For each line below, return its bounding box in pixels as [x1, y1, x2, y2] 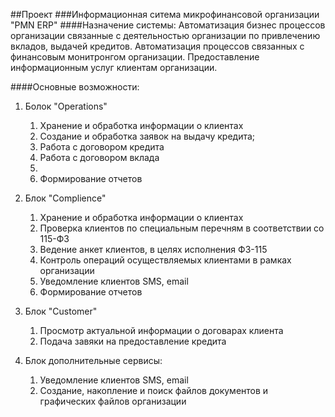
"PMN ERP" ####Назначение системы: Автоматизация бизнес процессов [10, 19, 326, 31]
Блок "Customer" [24, 305, 98, 317]
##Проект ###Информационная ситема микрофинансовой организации [10, 9, 320, 20]
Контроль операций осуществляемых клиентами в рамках [39, 254, 292, 266]
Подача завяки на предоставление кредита [39, 335, 227, 347]
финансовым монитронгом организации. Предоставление [10, 51, 260, 63]
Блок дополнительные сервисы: [24, 355, 163, 366]
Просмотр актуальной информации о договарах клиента [39, 325, 284, 336]
